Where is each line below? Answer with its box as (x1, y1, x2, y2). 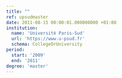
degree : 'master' (6, 63, 49, 69)
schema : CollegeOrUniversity (11, 42, 83, 48)
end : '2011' (11, 57, 41, 63)
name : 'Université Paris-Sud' (11, 30, 85, 36)
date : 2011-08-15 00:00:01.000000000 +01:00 (6, 19, 117, 25)
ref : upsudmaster (6, 14, 49, 20)
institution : (6, 25, 38, 31)
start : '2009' (11, 52, 46, 58)
